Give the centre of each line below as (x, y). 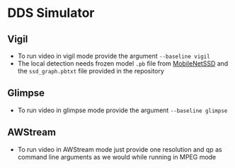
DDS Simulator (51, 13)
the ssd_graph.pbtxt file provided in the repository (91, 71)
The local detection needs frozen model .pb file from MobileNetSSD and (123, 64)
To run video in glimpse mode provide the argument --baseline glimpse (122, 110)
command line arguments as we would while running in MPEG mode (117, 157)
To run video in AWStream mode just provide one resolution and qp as (120, 149)
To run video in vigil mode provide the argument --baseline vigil (114, 56)
